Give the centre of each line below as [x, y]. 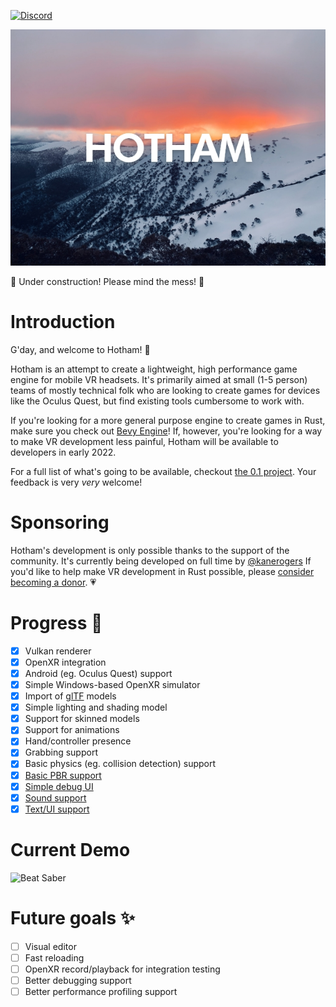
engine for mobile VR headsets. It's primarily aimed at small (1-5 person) [159, 379]
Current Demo [70, 849]
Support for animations [72, 730]
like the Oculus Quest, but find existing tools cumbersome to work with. [157, 401]
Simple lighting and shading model [96, 707]
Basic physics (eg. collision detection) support [120, 764]
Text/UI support [57, 809]
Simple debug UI [59, 786]
